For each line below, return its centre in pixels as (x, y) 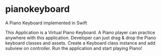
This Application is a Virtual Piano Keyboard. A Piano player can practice (80, 32)
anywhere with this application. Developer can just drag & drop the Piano (81, 38)
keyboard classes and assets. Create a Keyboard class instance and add (80, 43)
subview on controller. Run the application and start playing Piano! (74, 48)
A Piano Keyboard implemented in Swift (46, 23)
